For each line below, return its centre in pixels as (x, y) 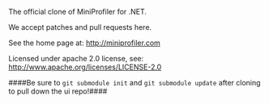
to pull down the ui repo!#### (58, 91)
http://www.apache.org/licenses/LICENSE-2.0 (85, 67)
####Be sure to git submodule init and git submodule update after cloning (134, 83)
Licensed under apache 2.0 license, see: (76, 58)
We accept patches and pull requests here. (80, 27)
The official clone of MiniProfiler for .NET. (78, 12)
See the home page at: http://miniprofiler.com (84, 43)
